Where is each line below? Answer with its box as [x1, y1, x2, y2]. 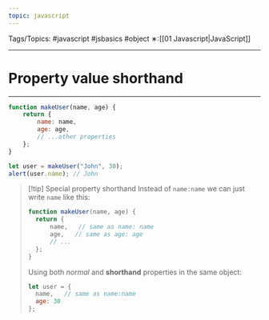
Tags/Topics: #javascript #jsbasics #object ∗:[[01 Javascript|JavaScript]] [8, 34, 251, 43]
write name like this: [27, 193, 90, 202]
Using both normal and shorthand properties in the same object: [27, 267, 243, 277]
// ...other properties [37, 133, 116, 141]
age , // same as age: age [49, 230, 143, 238]
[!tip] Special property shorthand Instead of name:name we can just [27, 184, 246, 194]
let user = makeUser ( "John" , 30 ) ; [8, 162, 124, 170]
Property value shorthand [8, 69, 184, 87]
